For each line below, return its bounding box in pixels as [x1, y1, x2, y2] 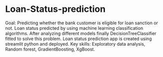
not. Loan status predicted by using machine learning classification [5, 25, 143, 31]
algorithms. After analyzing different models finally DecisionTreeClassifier [5, 30, 156, 36]
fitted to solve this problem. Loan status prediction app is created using [5, 36, 152, 42]
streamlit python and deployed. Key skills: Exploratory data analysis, [5, 41, 145, 47]
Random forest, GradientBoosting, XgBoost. [5, 46, 95, 52]
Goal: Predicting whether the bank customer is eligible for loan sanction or [5, 20, 158, 26]
